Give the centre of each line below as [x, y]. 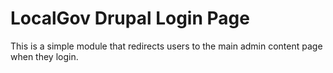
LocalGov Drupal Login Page [130, 18]
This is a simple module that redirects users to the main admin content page [166, 46]
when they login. [44, 56]
